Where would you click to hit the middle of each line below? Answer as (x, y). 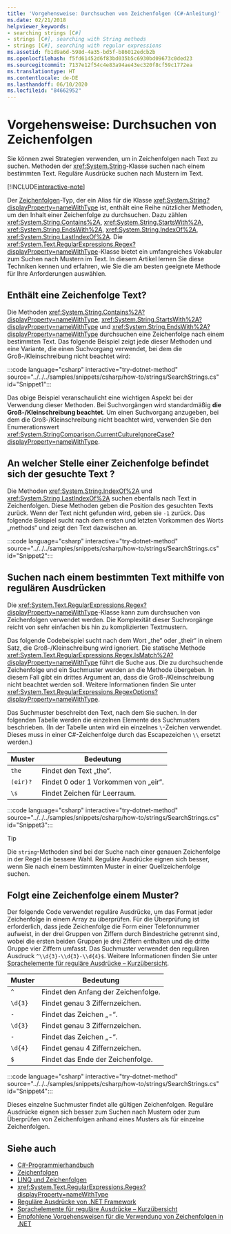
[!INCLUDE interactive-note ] (46, 187)
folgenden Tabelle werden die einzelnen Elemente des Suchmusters (103, 720)
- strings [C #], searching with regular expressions (84, 46)
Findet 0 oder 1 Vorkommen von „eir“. (102, 782)
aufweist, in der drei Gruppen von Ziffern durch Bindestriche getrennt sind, (113, 934)
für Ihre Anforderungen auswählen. (57, 274)
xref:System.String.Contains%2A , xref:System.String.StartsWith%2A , (106, 223)
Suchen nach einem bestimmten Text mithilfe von (116, 578)
